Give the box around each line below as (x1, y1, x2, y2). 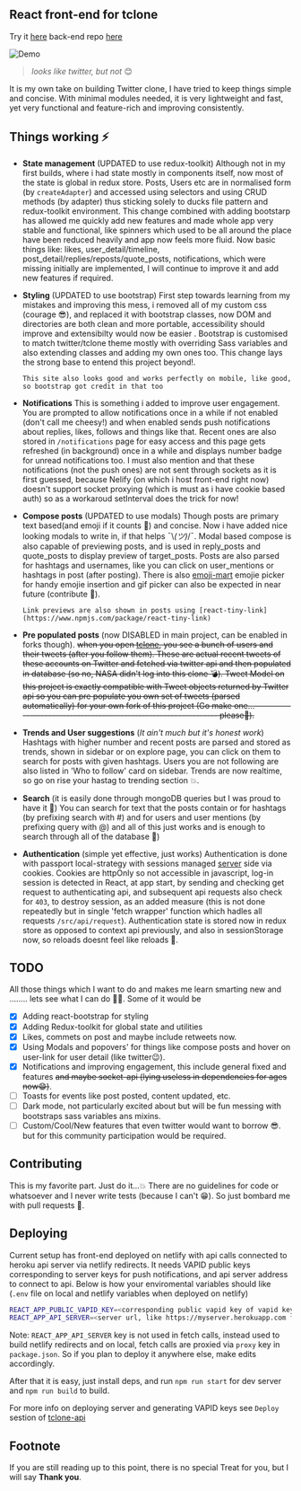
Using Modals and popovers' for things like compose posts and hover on (21, 1041, 291, 1052)
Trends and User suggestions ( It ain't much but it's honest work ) (21, 727, 264, 737)
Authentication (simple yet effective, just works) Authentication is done (21, 848, 288, 859)
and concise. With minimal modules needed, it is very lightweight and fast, (9, 93, 284, 103)
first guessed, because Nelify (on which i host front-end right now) (21, 473, 270, 484)
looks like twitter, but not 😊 (30, 66, 133, 76)
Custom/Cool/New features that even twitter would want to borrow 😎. (21, 1120, 281, 1131)
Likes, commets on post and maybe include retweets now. (21, 1031, 237, 1042)
